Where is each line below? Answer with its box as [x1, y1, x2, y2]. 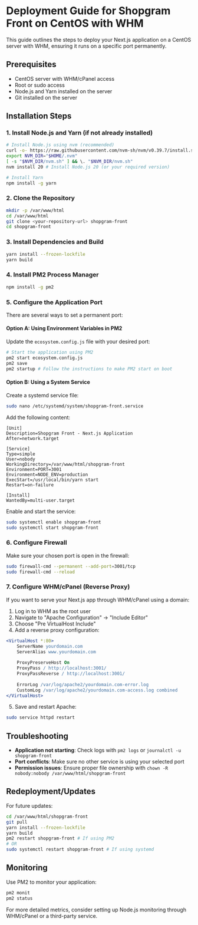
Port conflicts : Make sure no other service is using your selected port [14, 758, 184, 765]
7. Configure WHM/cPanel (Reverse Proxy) [6, 582, 130, 591]
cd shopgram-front [6, 224, 51, 230]
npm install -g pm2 [6, 284, 54, 290]
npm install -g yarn [6, 180, 57, 186]
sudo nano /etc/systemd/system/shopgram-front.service [6, 403, 144, 409]
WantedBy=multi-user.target [6, 497, 75, 503]
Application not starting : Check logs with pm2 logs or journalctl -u [14, 747, 181, 754]
